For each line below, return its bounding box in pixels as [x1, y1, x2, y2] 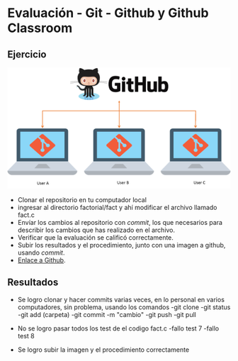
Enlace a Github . [17, 255, 66, 264]
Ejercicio [7, 48, 47, 60]
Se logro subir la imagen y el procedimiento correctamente [17, 345, 190, 354]
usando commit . [17, 248, 65, 257]
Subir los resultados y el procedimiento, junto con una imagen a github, [17, 240, 226, 249]
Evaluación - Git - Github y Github [7, 5, 209, 21]
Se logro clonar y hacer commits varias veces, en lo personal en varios [17, 295, 225, 304]
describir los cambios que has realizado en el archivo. [17, 226, 176, 234]
